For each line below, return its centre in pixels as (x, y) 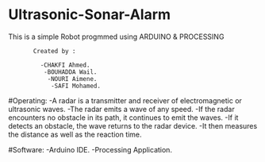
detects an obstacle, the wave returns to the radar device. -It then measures (133, 125)
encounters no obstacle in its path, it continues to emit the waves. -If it (123, 118)
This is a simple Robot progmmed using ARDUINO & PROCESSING (116, 37)
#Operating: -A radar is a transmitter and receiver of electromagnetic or (125, 100)
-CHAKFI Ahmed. (65, 65)
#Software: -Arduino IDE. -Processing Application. (90, 149)
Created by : (55, 51)
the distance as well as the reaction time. (75, 134)
